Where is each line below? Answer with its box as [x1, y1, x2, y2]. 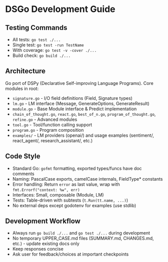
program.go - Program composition [12, 127, 84, 133]
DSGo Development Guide [5, 3, 116, 15]
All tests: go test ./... [12, 36, 61, 42]
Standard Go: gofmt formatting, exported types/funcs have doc [12, 165, 142, 171]
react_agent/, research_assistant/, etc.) [12, 137, 93, 143]
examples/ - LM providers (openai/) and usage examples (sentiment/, [12, 132, 154, 138]
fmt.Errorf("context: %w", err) [12, 187, 80, 193]
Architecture [5, 67, 46, 75]
